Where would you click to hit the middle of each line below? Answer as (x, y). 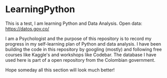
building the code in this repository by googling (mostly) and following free (83, 49)
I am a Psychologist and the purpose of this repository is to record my (78, 38)
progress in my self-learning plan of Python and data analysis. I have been (83, 44)
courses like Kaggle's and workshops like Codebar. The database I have (81, 55)
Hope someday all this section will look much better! (60, 70)
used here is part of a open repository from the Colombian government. (80, 60)
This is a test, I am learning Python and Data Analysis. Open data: (74, 23)
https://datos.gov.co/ (27, 28)
